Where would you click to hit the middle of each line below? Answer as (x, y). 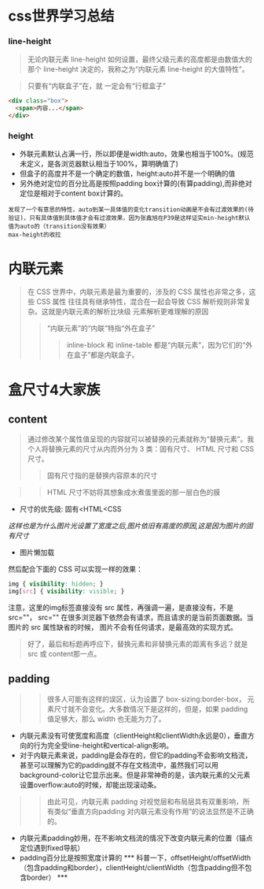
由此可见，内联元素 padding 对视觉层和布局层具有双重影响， (145, 802)
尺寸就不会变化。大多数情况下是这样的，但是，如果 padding (151, 709)
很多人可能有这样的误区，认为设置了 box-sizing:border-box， (146, 699)
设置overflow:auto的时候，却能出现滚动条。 (90, 784)
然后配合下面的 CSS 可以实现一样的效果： (76, 569)
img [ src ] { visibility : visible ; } (66, 592)
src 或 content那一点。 (64, 654)
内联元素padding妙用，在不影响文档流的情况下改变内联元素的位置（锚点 (136, 838)
